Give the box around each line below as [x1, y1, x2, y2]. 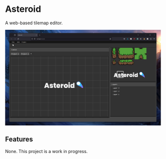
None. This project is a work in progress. [5, 148, 88, 154]
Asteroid [5, 3, 41, 15]
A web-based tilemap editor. [5, 20, 63, 26]
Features [5, 135, 33, 144]
